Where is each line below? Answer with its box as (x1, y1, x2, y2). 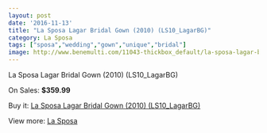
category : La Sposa (8, 33, 73, 42)
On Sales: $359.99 (8, 85, 71, 95)
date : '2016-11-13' (8, 19, 73, 27)
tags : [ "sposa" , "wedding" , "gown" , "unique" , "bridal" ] (8, 41, 187, 49)
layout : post (8, 11, 52, 20)
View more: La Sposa (8, 116, 78, 125)
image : (8, 48, 30, 56)
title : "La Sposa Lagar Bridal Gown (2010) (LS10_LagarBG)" (8, 26, 212, 34)
